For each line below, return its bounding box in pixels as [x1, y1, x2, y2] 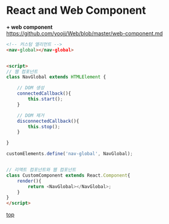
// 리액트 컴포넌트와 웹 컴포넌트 [6, 167, 76, 173]
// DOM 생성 [17, 85, 45, 91]
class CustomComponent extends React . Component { [6, 172, 131, 178]
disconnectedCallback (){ [17, 118, 79, 124]
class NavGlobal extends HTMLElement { [6, 74, 106, 80]
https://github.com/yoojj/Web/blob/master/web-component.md [6, 29, 164, 37]
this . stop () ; [28, 123, 61, 129]
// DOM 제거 [17, 112, 45, 119]
